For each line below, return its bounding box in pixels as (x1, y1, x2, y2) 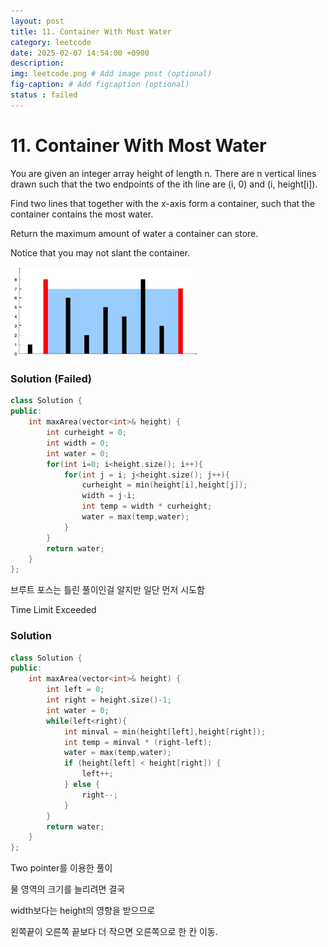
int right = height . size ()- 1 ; (46, 695, 172, 705)
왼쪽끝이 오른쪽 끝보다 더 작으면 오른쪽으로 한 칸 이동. (10, 926, 218, 938)
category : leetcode (10, 37, 92, 47)
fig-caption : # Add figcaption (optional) (10, 80, 190, 90)
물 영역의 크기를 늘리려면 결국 (10, 883, 126, 895)
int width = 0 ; (46, 438, 110, 448)
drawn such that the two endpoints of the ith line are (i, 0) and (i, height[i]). (10, 178, 318, 190)
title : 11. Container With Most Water (10, 26, 172, 37)
